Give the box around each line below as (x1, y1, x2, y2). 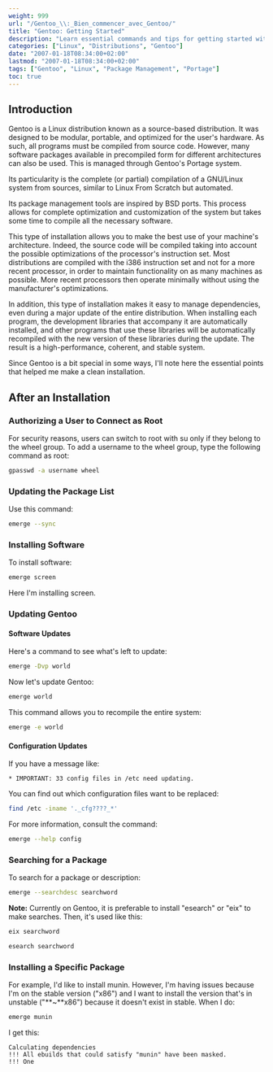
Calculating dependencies (8, 1044, 96, 1052)
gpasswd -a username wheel (8, 467, 100, 475)
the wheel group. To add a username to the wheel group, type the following (8, 442, 262, 452)
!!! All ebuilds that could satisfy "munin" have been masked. (8, 1051, 227, 1059)
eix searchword (8, 928, 60, 936)
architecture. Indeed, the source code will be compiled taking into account (8, 241, 258, 251)
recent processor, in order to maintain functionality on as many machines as (8, 266, 262, 277)
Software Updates (8, 628, 71, 638)
